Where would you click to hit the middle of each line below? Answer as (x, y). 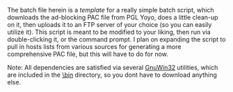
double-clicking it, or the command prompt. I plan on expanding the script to (116, 39)
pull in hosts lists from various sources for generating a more (94, 47)
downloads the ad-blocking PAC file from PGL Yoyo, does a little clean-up (113, 17)
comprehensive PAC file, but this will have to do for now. (88, 54)
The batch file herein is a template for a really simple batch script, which (111, 10)
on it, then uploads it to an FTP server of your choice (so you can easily (110, 25)
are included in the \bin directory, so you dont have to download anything (112, 75)
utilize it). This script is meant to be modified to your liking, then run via (109, 32)
